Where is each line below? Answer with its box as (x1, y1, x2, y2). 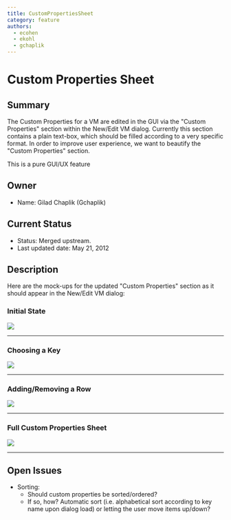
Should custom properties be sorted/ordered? (27, 490, 158, 499)
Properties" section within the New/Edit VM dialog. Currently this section (7, 125, 213, 133)
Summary (7, 99, 50, 111)
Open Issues (7, 465, 62, 477)
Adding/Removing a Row (7, 384, 91, 393)
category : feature (7, 17, 60, 23)
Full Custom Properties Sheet (7, 423, 107, 433)
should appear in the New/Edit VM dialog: (7, 289, 125, 298)
